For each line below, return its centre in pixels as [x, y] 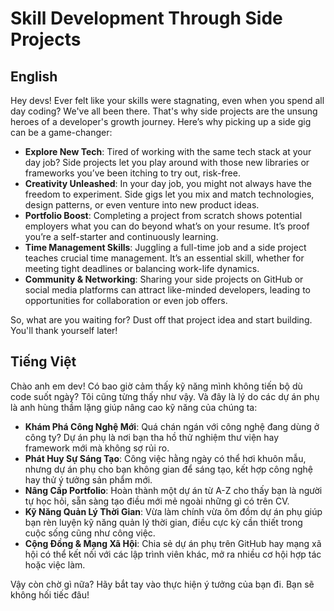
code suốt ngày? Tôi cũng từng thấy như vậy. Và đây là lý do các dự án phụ [165, 396]
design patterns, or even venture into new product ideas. [142, 205]
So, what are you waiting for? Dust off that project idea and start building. [161, 320]
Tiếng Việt [43, 362]
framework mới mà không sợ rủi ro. [97, 448]
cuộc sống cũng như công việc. [90, 533]
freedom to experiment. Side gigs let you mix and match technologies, [169, 194]
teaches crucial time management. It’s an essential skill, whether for [164, 258]
